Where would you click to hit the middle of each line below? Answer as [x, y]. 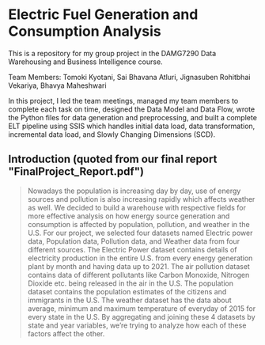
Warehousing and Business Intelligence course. [86, 62]
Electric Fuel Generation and [103, 15]
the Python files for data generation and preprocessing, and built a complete [132, 117]
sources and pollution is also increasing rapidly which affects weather [141, 199]
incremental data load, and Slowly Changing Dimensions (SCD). [112, 134]
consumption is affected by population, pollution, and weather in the [139, 224]
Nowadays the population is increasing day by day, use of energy [134, 191]
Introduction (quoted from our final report [113, 159]
